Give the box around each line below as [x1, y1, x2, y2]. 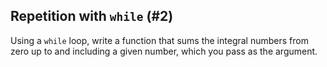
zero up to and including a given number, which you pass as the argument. [10, 45, 318, 57]
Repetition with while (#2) [10, 8, 174, 25]
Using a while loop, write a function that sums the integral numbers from [10, 34, 309, 46]
